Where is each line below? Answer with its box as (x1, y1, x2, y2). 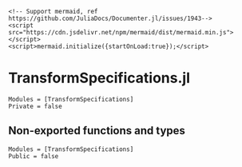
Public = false (8, 152, 59, 160)
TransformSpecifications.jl (8, 69, 190, 87)
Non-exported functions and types (8, 124, 186, 137)
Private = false (8, 102, 62, 110)
